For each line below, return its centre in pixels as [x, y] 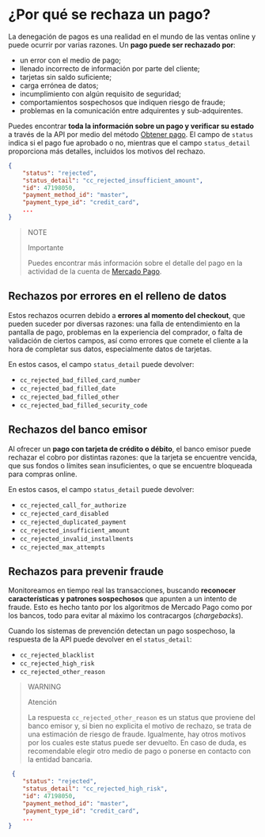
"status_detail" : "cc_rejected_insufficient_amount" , [113, 180]
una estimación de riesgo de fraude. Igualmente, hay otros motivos [137, 734]
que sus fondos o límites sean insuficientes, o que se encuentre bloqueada [131, 465]
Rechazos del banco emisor [78, 430]
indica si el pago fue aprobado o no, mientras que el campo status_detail [129, 142]
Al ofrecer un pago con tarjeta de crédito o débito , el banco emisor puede [130, 449]
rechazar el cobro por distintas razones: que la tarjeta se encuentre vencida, [132, 457]
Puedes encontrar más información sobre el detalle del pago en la [135, 263]
